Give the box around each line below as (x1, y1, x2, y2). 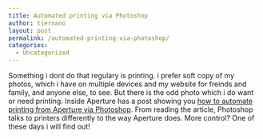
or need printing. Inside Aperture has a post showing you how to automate (8, 97, 253, 105)
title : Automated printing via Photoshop (8, 11, 149, 20)
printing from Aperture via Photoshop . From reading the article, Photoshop (8, 105, 253, 114)
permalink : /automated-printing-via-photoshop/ (8, 34, 170, 42)
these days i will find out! (8, 121, 90, 131)
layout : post (8, 26, 52, 34)
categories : (8, 42, 48, 50)
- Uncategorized (15, 49, 70, 57)
